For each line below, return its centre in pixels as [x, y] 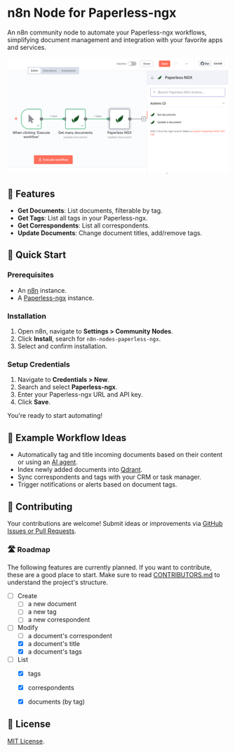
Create [27, 596]
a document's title [54, 643]
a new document [52, 604]
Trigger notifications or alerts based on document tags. [97, 484]
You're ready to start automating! [55, 416]
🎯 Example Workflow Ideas [67, 438]
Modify [28, 628]
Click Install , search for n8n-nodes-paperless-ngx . [89, 339]
